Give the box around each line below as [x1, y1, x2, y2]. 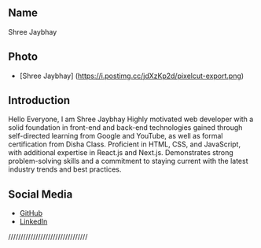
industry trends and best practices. [8, 165, 122, 174]
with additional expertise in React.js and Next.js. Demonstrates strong [8, 148, 233, 157]
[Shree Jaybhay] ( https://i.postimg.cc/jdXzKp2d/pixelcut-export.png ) [19, 71, 244, 80]
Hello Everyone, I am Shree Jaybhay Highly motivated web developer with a [8, 114, 254, 124]
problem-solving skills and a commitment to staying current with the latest [8, 157, 248, 166]
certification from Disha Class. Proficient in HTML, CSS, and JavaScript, [8, 139, 241, 149]
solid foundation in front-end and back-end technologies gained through [8, 123, 243, 132]
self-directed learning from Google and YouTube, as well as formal [8, 131, 223, 141]
